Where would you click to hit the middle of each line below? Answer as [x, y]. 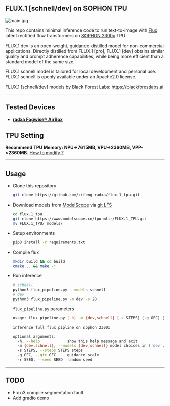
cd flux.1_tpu [27, 214]
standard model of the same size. [40, 62]
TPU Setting [25, 135]
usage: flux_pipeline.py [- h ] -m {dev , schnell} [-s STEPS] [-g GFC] [86, 318]
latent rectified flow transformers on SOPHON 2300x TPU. [66, 35]
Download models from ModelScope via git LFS [62, 205]
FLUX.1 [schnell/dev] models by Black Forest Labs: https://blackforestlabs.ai [84, 87]
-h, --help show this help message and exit [77, 341]
